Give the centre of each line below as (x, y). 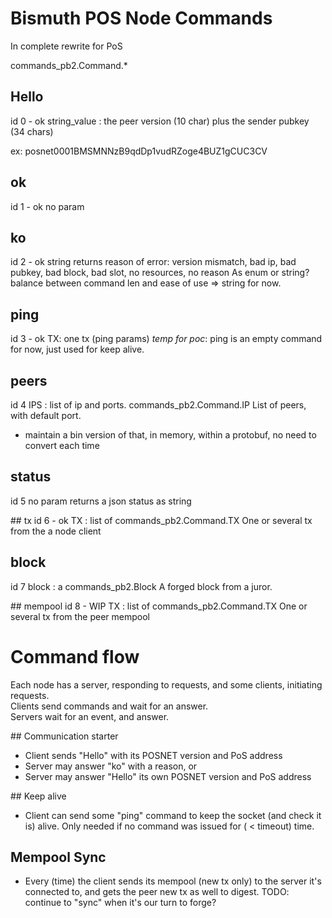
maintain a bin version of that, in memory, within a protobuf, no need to (170, 435)
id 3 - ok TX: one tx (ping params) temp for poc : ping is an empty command (166, 339)
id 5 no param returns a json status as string (101, 501)
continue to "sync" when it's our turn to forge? (120, 903)
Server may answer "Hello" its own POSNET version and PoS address (168, 776)
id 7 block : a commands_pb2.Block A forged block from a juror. (141, 586)
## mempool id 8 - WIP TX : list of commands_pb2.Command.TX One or (159, 606)
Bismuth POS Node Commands (141, 18)
